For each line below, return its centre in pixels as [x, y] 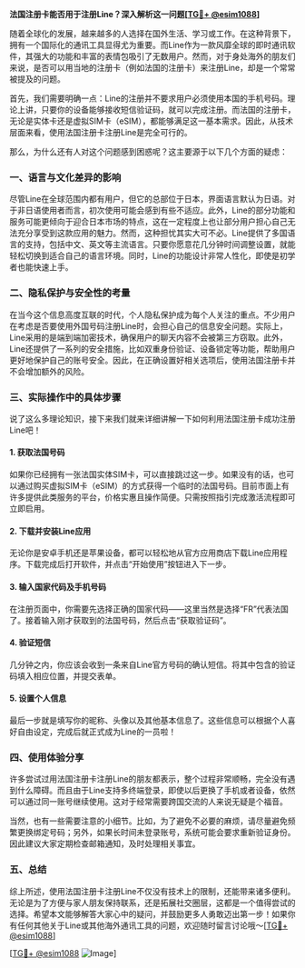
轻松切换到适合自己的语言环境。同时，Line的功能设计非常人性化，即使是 [144, 256]
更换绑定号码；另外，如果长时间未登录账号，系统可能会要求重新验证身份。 [156, 833]
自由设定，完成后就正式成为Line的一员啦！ [97, 732]
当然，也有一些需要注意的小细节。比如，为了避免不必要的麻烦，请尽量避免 [148, 821]
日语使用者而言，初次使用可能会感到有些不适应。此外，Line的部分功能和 [160, 210]
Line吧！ [25, 430]
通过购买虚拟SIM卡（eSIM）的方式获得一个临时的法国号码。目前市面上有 [153, 486]
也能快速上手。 [45, 267]
